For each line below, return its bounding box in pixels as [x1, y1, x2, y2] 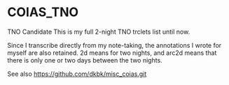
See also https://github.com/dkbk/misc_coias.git [7, 70, 147, 78]
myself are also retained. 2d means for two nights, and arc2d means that [7, 48, 217, 57]
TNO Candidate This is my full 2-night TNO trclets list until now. [7, 27, 190, 36]
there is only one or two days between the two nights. [7, 55, 162, 64]
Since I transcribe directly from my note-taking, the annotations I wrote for [7, 41, 222, 49]
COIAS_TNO [7, 4, 79, 20]
